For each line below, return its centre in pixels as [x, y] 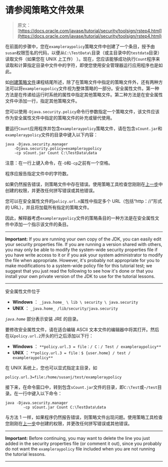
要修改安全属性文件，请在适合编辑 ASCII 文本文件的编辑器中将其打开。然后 [82, 329]
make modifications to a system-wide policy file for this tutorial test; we [79, 266]
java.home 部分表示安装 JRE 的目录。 [43, 319]
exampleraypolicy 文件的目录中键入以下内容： [52, 135]
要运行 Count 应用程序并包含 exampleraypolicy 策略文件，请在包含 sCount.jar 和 [84, 128]
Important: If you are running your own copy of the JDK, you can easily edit [83, 239]
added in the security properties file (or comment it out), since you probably [83, 443]
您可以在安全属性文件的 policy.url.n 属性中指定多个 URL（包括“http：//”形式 [84, 201]
